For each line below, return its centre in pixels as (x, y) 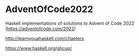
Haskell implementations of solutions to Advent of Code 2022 (70, 23)
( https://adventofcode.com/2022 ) (41, 28)
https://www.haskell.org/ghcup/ (39, 48)
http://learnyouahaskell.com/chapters (45, 38)
